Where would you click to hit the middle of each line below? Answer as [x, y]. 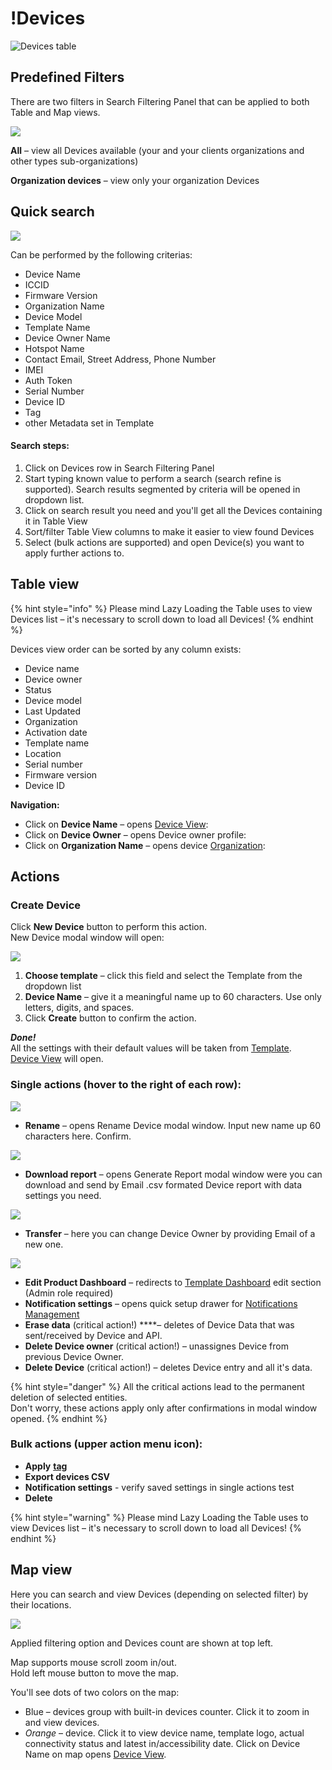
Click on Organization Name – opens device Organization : [145, 845]
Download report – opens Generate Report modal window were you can [173, 1174]
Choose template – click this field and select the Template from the [163, 976]
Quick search [52, 212]
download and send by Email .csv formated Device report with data [163, 1184]
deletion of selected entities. [69, 1397]
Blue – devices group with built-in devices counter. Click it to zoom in [167, 1711]
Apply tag [46, 1466]
